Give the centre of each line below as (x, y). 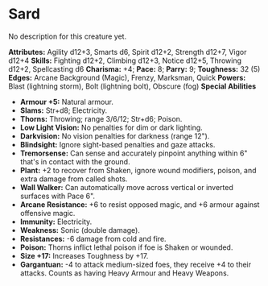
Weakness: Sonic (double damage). (80, 230)
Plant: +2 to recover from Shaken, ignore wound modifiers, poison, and (138, 170)
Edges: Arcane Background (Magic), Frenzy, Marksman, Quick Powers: (127, 77)
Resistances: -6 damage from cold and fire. (93, 238)
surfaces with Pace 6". (57, 196)
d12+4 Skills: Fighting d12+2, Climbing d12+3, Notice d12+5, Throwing (125, 60)
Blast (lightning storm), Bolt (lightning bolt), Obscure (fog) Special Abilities (132, 86)
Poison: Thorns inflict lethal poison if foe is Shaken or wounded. (126, 247)
